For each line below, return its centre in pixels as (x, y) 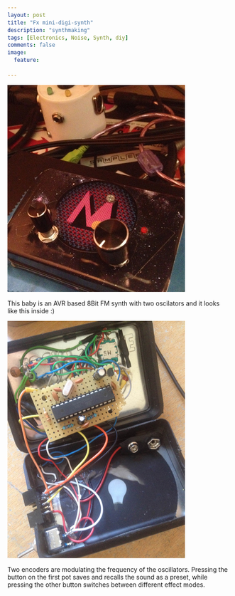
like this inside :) (31, 310)
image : (17, 53)
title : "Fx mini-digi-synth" (50, 22)
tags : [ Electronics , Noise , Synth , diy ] (68, 38)
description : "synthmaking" (49, 30)
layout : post (27, 15)
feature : (27, 61)
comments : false (31, 45)
